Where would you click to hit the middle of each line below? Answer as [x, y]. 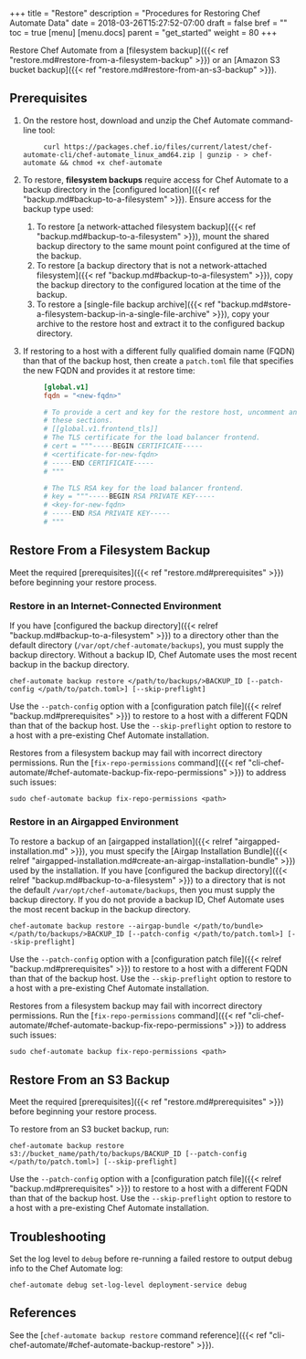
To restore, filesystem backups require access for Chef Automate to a [156, 179]
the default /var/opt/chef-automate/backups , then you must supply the [142, 890]
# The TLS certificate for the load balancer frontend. [152, 437]
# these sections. [79, 421]
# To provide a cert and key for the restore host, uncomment [164, 412]
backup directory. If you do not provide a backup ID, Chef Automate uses [147, 900]
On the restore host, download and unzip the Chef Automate [136, 120]
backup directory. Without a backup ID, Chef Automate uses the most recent [153, 655]
